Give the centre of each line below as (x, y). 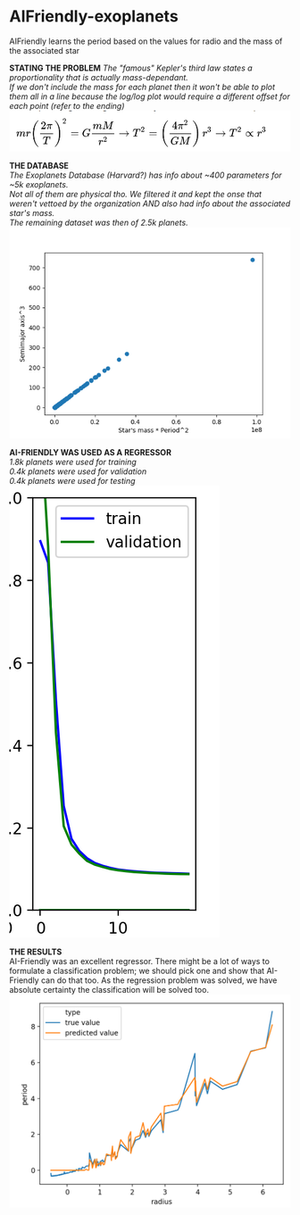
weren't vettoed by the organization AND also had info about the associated (150, 204)
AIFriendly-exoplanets (94, 17)
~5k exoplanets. (39, 184)
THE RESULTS (36, 952)
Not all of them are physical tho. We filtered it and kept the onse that (135, 194)
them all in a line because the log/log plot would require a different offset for (150, 96)
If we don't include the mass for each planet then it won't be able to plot (142, 87)
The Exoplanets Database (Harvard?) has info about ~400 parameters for (146, 175)
